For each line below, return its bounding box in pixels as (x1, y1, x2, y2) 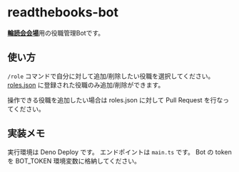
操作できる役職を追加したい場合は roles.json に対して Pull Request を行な (7, 95, 223, 104)
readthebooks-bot (7, 4, 119, 21)
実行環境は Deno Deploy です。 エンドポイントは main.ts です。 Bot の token (7, 147, 232, 156)
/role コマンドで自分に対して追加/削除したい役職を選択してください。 (7, 72, 215, 80)
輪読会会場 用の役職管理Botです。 (7, 28, 105, 37)
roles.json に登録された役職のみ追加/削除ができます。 (7, 80, 165, 89)
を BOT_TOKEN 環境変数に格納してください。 (7, 156, 141, 165)
